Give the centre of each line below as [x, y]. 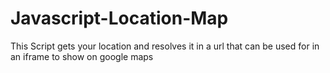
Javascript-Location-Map [119, 18]
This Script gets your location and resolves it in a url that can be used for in [165, 46]
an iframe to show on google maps [82, 56]
